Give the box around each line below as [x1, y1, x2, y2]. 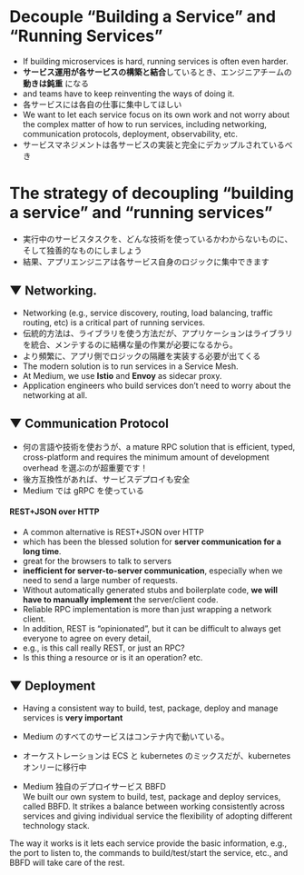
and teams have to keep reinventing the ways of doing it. [22, 88, 235, 99]
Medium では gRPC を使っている [22, 484, 144, 496]
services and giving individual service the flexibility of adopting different [22, 810, 293, 821]
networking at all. [22, 389, 88, 401]
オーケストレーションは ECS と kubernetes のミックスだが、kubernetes [22, 750, 291, 761]
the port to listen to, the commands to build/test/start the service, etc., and [9, 847, 289, 858]
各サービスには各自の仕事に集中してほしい [22, 98, 182, 110]
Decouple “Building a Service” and [9, 6, 277, 27]
